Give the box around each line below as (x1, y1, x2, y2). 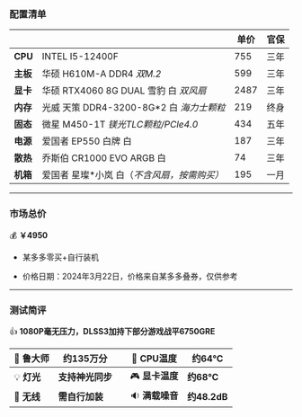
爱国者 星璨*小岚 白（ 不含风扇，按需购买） (41, 169, 224, 182)
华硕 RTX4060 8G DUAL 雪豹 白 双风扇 (41, 84, 207, 97)
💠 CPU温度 (131, 352, 178, 365)
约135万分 (62, 352, 108, 365)
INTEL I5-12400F (41, 50, 119, 63)
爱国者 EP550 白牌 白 (41, 135, 132, 147)
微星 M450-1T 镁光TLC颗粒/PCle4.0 (41, 119, 199, 131)
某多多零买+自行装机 (22, 252, 100, 262)
